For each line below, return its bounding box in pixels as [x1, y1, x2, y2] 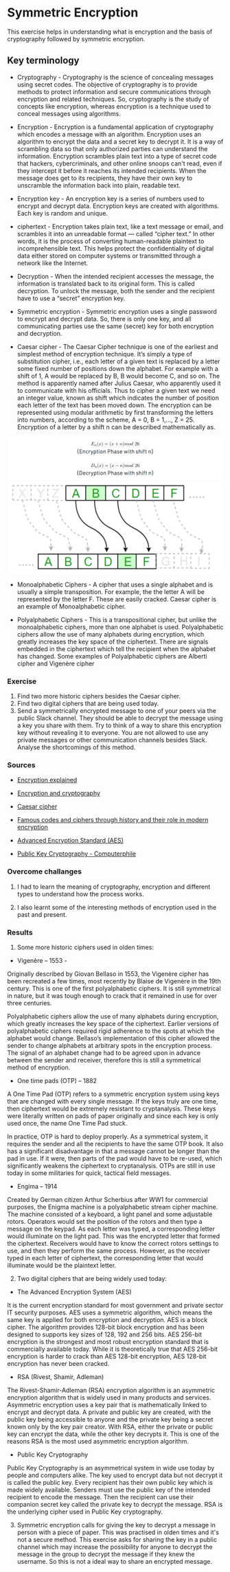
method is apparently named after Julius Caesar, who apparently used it [16, 379, 221, 387]
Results [7, 927, 33, 937]
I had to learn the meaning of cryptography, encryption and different [16, 882, 211, 891]
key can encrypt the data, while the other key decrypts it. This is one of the [7, 1430, 220, 1438]
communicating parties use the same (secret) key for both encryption [16, 321, 214, 330]
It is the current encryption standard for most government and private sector [7, 1301, 224, 1309]
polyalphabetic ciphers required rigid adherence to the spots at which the [7, 1027, 215, 1035]
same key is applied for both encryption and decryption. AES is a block [7, 1315, 208, 1323]
